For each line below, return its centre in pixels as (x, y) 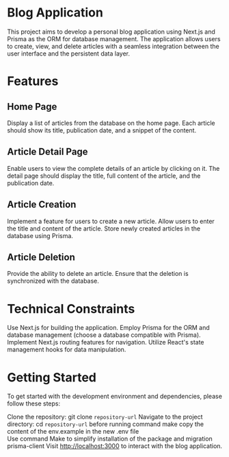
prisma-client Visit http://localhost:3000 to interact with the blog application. (115, 446)
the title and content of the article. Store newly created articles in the (104, 228)
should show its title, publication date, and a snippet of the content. (102, 130)
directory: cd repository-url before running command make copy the (106, 424)
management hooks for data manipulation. (67, 350)
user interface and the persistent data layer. (68, 54)
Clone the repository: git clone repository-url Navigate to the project (105, 417)
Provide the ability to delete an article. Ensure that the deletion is (98, 274)
